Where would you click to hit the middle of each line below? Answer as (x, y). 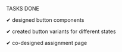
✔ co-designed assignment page (47, 43)
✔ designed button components (45, 20)
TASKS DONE (23, 9)
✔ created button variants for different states (61, 31)
